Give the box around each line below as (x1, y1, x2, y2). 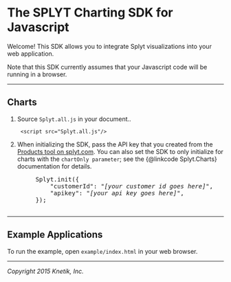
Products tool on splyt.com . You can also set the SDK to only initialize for (16, 147, 223, 155)
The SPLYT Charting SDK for (7, 5, 173, 21)
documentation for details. (16, 162, 92, 170)
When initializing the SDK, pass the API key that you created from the (16, 140, 213, 149)
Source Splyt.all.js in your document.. (16, 115, 132, 123)
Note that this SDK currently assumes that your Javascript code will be (7, 63, 208, 71)
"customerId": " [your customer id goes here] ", (49, 182, 213, 190)
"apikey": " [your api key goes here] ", (49, 189, 184, 197)
